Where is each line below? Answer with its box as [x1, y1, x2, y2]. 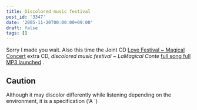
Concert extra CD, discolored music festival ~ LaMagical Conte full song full [6, 53, 191, 60]
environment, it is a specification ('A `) [6, 97, 98, 104]
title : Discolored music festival [6, 8, 91, 15]
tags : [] [6, 30, 28, 36]
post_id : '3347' [6, 14, 46, 20]
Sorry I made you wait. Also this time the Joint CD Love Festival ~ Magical [6, 46, 185, 53]
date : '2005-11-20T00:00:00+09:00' [6, 19, 94, 25]
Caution [6, 75, 36, 85]
